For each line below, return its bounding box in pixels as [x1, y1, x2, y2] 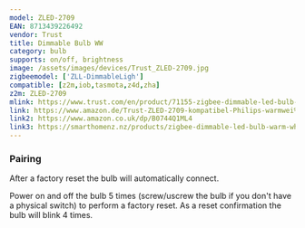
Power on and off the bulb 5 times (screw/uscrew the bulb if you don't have [9, 191, 292, 202]
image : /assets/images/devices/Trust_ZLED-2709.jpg [9, 64, 209, 73]
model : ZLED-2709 [9, 13, 75, 23]
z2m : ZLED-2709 [9, 89, 67, 98]
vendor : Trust [9, 30, 64, 39]
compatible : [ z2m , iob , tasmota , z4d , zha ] [9, 81, 161, 90]
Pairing [9, 152, 43, 165]
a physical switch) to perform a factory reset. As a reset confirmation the [9, 200, 281, 211]
